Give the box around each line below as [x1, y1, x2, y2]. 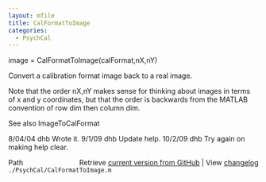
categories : [8, 26, 48, 34]
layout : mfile [8, 11, 56, 20]
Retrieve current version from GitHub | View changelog [79, 158, 259, 168]
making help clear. [8, 142, 69, 152]
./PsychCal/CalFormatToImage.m [8, 166, 112, 175]
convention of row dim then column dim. [8, 103, 141, 113]
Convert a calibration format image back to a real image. [8, 71, 193, 80]
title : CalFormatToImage [8, 19, 91, 27]
